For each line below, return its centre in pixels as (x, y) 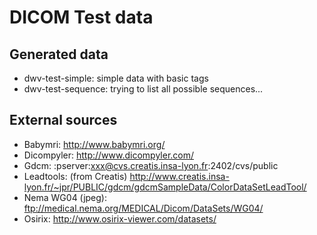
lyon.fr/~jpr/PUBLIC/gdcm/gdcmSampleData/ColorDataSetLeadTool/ (165, 187)
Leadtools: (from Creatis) (75, 176)
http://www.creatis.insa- (179, 176)
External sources (63, 120)
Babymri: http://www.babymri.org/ (94, 144)
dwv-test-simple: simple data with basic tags (116, 78)
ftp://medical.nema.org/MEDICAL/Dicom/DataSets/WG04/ (143, 208)
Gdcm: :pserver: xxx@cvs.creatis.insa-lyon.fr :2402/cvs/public (151, 165)
